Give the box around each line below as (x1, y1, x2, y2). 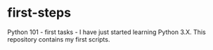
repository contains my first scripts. (7, 35, 110, 43)
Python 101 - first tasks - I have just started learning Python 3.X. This (7, 28, 206, 36)
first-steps (7, 5, 72, 21)
